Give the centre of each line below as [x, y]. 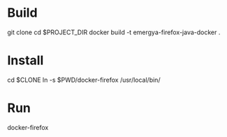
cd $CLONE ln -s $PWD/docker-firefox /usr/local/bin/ [84, 80]
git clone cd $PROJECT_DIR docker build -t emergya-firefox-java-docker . [114, 32]
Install [25, 60]
